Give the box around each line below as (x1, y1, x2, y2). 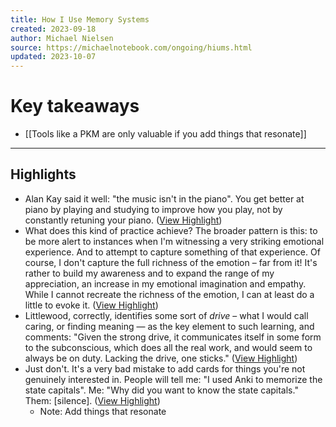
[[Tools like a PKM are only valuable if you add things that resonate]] (24, 128, 307, 140)
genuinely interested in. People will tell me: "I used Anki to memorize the (24, 373, 323, 385)
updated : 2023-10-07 (10, 52, 97, 62)
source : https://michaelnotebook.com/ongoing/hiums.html (10, 42, 253, 53)
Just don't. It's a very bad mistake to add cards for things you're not (24, 362, 306, 375)
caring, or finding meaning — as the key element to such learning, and (24, 320, 315, 332)
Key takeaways (10, 95, 140, 118)
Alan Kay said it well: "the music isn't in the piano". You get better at (24, 192, 305, 205)
